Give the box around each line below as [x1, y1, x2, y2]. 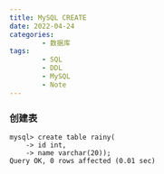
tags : [9, 47, 30, 56]
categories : [9, 30, 54, 39]
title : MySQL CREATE [9, 13, 88, 23]
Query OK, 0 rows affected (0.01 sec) [9, 156, 156, 165]
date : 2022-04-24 [9, 22, 75, 31]
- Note [42, 80, 67, 89]
